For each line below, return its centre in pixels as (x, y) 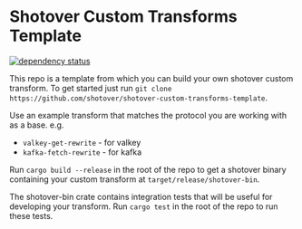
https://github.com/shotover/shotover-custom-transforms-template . (139, 98)
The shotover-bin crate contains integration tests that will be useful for (141, 196)
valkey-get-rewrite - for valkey (82, 142)
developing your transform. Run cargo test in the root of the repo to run (144, 206)
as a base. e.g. (37, 125)
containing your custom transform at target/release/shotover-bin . (135, 179)
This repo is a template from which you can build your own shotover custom (151, 78)
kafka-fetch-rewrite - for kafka (82, 152)
